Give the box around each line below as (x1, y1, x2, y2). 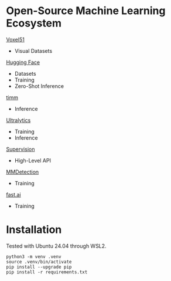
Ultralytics (6, 116, 31, 124)
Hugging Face (6, 59, 40, 66)
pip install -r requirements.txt (6, 269, 88, 275)
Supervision (6, 145, 35, 153)
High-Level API (14, 157, 52, 164)
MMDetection (6, 168, 39, 175)
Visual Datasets (14, 47, 53, 54)
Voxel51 (6, 36, 25, 43)
